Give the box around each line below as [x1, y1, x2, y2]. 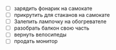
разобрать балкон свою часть [13, 24, 90, 31]
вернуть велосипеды [13, 31, 67, 38]
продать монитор [13, 38, 58, 45]
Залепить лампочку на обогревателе [13, 18, 107, 25]
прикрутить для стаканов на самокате [13, 12, 110, 19]
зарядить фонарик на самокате [13, 5, 93, 12]
